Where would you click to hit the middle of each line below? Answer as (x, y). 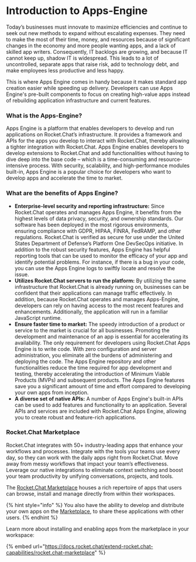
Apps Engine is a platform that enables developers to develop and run (90, 128)
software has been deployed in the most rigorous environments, (92, 225)
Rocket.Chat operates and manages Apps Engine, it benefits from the (98, 212)
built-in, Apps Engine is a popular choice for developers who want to (89, 172)
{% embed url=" (26, 546)
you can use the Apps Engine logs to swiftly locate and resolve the (95, 268)
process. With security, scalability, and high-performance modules (109, 166)
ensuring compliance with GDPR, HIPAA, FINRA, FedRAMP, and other (98, 231)
